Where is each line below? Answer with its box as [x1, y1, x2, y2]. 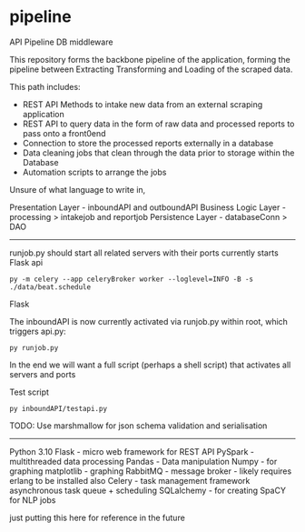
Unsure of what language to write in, [9, 184, 146, 195]
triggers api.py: [9, 326, 66, 336]
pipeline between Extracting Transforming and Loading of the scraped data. [9, 64, 293, 75]
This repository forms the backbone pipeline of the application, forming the [9, 54, 290, 65]
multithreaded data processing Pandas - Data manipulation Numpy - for [9, 456, 278, 467]
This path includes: [9, 81, 81, 92]
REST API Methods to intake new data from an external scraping [22, 98, 263, 110]
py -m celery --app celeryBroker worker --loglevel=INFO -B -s [9, 275, 254, 284]
